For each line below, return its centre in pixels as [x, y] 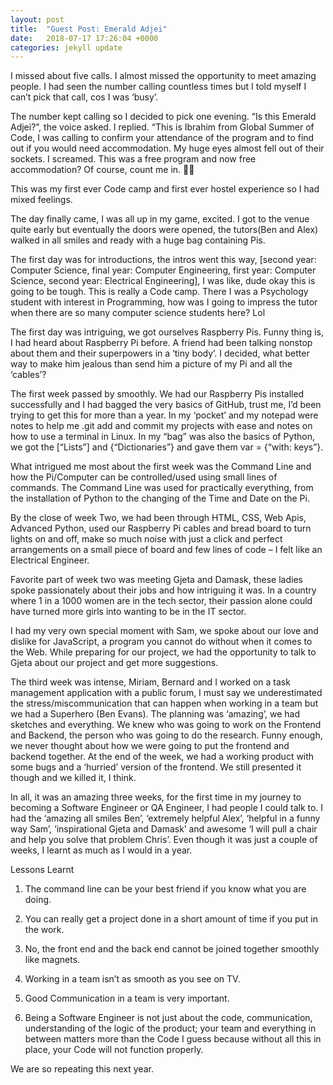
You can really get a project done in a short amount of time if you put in [171, 919]
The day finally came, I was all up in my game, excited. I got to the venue [160, 219]
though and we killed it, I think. [73, 778]
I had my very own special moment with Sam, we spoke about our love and [164, 631]
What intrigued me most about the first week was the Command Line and [161, 467]
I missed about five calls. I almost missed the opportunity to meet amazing [163, 76]
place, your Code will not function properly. [114, 1050]
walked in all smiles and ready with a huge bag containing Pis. [138, 240]
